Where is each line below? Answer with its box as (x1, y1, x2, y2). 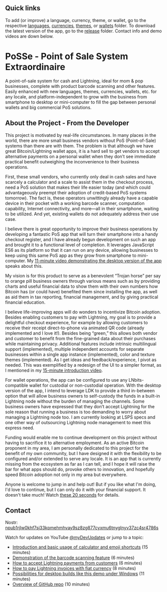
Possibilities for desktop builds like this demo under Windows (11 (12, 571, 145, 577)
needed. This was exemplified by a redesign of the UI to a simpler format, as (5, 362, 162, 368)
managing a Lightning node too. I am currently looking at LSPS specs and (5, 414, 156, 420)
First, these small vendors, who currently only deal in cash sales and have (5, 173, 157, 179)
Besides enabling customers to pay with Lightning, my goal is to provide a (5, 314, 157, 320)
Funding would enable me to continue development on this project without (5, 434, 158, 440)
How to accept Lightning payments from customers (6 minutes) (12, 560, 143, 566)
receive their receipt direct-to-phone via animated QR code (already (5, 325, 145, 331)
